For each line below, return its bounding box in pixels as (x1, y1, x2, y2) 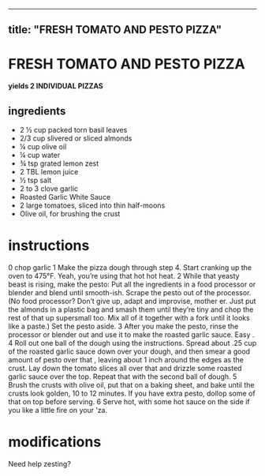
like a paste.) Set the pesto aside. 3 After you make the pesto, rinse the (8, 321, 239, 331)
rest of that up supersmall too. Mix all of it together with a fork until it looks (8, 313, 250, 322)
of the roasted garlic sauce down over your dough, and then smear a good (8, 347, 251, 356)
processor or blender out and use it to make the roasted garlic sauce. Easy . (8, 329, 255, 339)
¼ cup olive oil (19, 141, 67, 151)
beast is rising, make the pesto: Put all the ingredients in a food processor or (8, 279, 256, 289)
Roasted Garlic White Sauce (19, 192, 111, 201)
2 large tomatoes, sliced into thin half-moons (19, 201, 166, 210)
